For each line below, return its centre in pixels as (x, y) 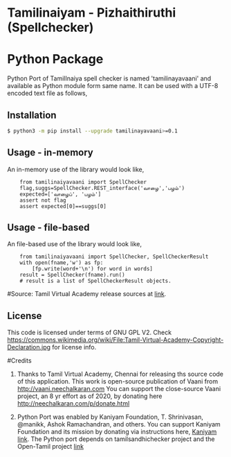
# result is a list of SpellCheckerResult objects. (95, 281)
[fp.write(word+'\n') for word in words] (93, 269)
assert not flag (43, 200)
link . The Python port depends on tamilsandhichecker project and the (116, 439)
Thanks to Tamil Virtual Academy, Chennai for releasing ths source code (120, 374)
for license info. (74, 347)
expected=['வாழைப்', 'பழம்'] (61, 194)
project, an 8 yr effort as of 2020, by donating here (90, 396)
